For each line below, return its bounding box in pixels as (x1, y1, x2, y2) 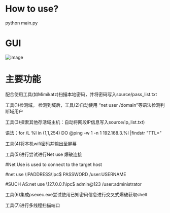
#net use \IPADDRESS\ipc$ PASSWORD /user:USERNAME (5, 171, 126, 177)
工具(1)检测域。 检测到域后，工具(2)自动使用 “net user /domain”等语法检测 (5, 102, 161, 108)
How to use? (5, 3, 59, 15)
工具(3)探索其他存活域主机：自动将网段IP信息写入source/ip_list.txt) (5, 119, 145, 125)
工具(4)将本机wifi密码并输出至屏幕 (5, 140, 77, 147)
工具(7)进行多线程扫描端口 (5, 202, 60, 208)
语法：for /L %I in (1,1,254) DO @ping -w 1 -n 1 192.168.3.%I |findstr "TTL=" (5, 130, 162, 136)
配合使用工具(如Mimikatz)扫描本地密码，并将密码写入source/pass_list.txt (5, 91, 157, 97)
